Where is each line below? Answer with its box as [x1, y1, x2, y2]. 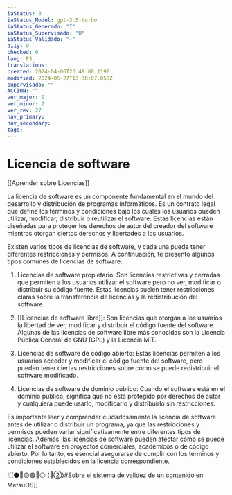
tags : [7, 126, 23, 133]
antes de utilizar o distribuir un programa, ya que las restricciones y [7, 420, 199, 428]
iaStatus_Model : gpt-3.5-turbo [7, 17, 98, 24]
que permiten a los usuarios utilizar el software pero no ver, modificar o [17, 278, 222, 286]
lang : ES [7, 55, 33, 62]
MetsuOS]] [7, 481, 38, 489]
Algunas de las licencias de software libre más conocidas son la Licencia [17, 329, 225, 337]
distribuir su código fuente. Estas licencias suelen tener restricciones [17, 286, 215, 294]
